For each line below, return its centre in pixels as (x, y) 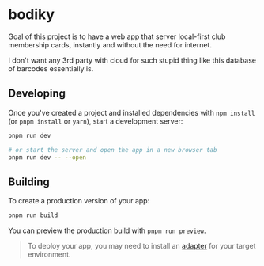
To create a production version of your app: (79, 201)
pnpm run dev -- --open (47, 157)
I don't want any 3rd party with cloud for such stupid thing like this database (132, 60)
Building (29, 182)
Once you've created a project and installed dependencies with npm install (132, 112)
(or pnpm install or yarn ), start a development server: (96, 121)
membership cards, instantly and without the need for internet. (110, 44)
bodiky (32, 15)
